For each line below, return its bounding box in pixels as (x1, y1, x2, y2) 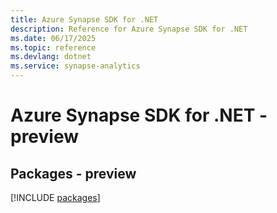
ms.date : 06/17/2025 (10, 33, 97, 43)
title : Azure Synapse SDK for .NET (10, 14, 159, 25)
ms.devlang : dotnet (10, 52, 92, 62)
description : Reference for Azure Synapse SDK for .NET (10, 24, 248, 34)
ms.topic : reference (10, 42, 97, 53)
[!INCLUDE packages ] (10, 192, 101, 203)
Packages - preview (10, 165, 137, 182)
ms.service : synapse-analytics (10, 61, 141, 71)
